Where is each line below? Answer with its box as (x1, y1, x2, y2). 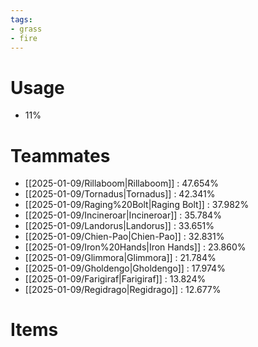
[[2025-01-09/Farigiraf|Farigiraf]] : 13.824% (24, 273, 207, 285)
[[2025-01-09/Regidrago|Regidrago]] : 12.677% (24, 284, 222, 296)
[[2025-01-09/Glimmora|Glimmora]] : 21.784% (24, 252, 217, 264)
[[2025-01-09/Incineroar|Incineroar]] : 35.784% (24, 209, 222, 221)
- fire (10, 33, 38, 43)
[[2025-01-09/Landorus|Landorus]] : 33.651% (24, 220, 215, 232)
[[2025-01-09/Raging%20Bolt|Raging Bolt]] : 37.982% (24, 199, 250, 211)
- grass (10, 24, 43, 34)
